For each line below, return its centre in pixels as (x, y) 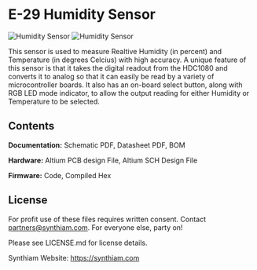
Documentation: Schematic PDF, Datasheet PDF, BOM (97, 145)
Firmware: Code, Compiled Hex (60, 175)
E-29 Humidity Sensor (82, 15)
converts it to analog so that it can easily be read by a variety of (111, 76)
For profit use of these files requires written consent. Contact (107, 219)
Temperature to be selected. (54, 101)
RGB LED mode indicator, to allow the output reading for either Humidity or (129, 93)
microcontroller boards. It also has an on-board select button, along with (125, 85)
